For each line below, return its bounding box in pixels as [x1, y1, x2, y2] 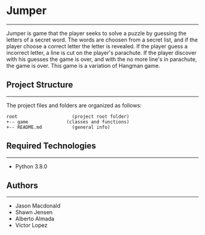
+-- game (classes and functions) [6, 118, 130, 125]
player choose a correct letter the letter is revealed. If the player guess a [6, 42, 188, 49]
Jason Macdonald [15, 202, 61, 209]
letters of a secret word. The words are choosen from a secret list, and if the [6, 36, 198, 43]
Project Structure [6, 80, 73, 90]
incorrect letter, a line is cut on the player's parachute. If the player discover [6, 49, 197, 56]
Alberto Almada [15, 215, 55, 223]
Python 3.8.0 [15, 162, 48, 170]
